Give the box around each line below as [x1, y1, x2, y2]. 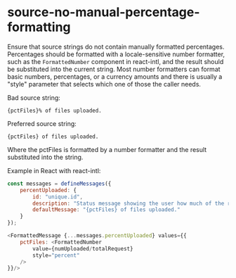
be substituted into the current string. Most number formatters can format [7, 65, 221, 73]
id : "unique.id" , [32, 193, 83, 201]
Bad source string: [7, 93, 61, 102]
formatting [7, 19, 72, 35]
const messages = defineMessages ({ [7, 180, 112, 187]
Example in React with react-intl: [7, 166, 101, 175]
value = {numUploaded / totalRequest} [32, 245, 133, 252]
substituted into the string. [7, 153, 84, 161]
